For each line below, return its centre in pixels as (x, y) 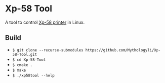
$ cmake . (22, 65)
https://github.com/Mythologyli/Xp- (123, 50)
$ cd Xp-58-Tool (29, 60)
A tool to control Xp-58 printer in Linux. (45, 22)
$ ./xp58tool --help (33, 75)
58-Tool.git (24, 54)
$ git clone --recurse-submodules (48, 50)
